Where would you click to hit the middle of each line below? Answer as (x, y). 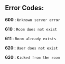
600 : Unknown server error (33, 19)
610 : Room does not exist (31, 29)
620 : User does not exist (32, 48)
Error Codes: (25, 8)
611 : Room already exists (31, 38)
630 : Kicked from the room (32, 57)
